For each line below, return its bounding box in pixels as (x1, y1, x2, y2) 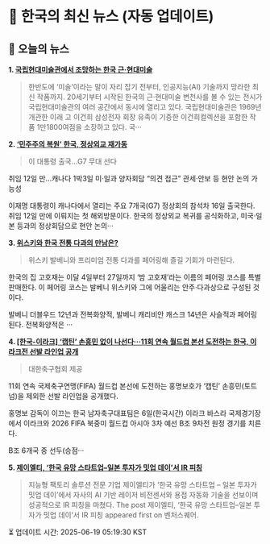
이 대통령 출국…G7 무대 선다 (27, 156, 117, 166)
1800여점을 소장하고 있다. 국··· (46, 123, 142, 131)
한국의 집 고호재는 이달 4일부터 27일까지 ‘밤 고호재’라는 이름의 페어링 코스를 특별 (8, 272, 262, 282)
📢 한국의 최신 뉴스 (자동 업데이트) (8, 7, 214, 26)
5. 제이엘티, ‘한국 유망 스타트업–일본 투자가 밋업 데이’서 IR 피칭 (8, 463, 203, 472)
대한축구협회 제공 (27, 364, 83, 373)
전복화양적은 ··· (25, 320, 73, 329)
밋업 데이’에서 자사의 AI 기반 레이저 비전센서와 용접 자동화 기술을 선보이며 (27, 490, 259, 500)
